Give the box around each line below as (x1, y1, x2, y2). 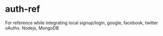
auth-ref (5, 3, 40, 15)
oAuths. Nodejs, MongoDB (5, 25, 59, 31)
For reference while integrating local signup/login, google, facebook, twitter (5, 20, 159, 26)
